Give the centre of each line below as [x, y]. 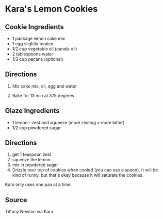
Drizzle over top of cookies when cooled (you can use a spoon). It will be [85, 170]
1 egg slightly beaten [33, 44]
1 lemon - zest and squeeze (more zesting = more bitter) [68, 122]
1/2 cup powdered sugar [36, 128]
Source [16, 200]
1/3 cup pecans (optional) [38, 59]
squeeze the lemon [31, 160]
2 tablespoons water [33, 54]
